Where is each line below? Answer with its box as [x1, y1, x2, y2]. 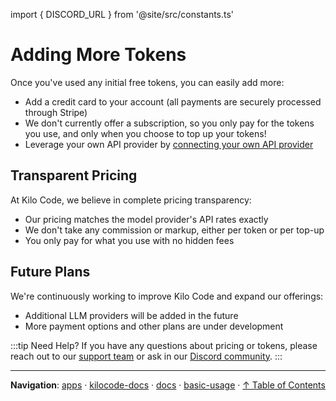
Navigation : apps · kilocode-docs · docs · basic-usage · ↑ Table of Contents [10, 379, 326, 391]
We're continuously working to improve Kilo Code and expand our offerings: [10, 290, 324, 302]
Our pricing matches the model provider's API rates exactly [24, 213, 269, 225]
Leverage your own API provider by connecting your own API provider [24, 138, 314, 150]
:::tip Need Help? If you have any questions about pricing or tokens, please [10, 339, 318, 351]
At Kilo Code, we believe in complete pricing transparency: [10, 194, 252, 206]
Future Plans [10, 264, 91, 281]
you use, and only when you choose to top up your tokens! [24, 127, 267, 139]
